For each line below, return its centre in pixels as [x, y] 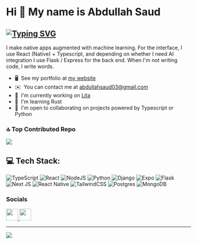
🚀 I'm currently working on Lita [52, 95]
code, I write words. [30, 66]
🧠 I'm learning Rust [38, 101]
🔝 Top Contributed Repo [41, 129]
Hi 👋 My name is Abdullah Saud [84, 12]
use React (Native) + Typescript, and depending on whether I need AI [90, 54]
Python [23, 114]
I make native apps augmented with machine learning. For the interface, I [94, 48]
